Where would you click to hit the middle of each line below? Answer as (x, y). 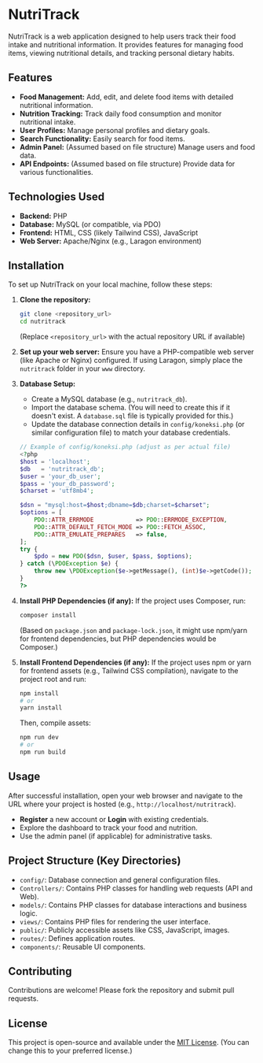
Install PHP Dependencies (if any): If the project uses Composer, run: (132, 601)
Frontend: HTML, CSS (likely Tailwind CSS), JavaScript (109, 232)
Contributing (40, 971)
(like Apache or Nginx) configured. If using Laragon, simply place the (131, 361)
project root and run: (53, 679)
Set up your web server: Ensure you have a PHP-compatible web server (137, 352)
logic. (28, 913)
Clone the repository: (55, 300)
